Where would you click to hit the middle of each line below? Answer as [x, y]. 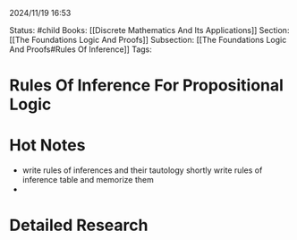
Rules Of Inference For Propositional [147, 86]
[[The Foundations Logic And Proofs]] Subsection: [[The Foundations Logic [148, 40]
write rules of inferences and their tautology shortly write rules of [142, 170]
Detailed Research [79, 225]
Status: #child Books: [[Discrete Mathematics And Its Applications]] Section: [149, 30]
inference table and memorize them [88, 180]
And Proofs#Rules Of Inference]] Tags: [81, 49]
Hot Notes [47, 146]
